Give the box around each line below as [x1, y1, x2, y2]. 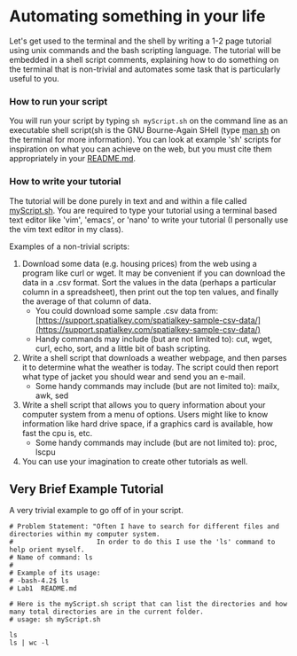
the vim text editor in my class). [9, 223, 124, 234]
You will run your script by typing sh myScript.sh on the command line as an [9, 115, 288, 126]
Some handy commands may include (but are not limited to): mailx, [35, 380, 280, 391]
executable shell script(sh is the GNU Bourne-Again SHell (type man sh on [9, 125, 281, 136]
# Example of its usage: [9, 569, 101, 578]
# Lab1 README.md [9, 584, 77, 593]
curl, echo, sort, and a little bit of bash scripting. [35, 343, 211, 354]
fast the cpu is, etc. [21, 427, 93, 438]
